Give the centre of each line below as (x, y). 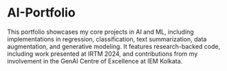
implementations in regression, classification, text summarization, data (107, 39)
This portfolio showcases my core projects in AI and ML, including (100, 32)
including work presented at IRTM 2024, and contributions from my (102, 54)
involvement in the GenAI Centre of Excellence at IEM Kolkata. (95, 61)
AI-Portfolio (41, 13)
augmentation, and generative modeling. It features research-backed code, (114, 46)
